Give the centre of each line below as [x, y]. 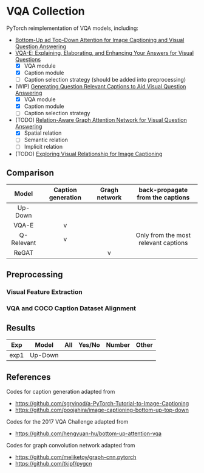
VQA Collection [46, 11]
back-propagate [163, 190]
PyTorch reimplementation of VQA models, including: [72, 28]
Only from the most [163, 235]
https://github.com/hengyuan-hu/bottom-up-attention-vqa [88, 433]
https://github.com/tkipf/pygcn [53, 464]
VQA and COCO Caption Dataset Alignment [71, 308]
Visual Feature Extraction [45, 292]
